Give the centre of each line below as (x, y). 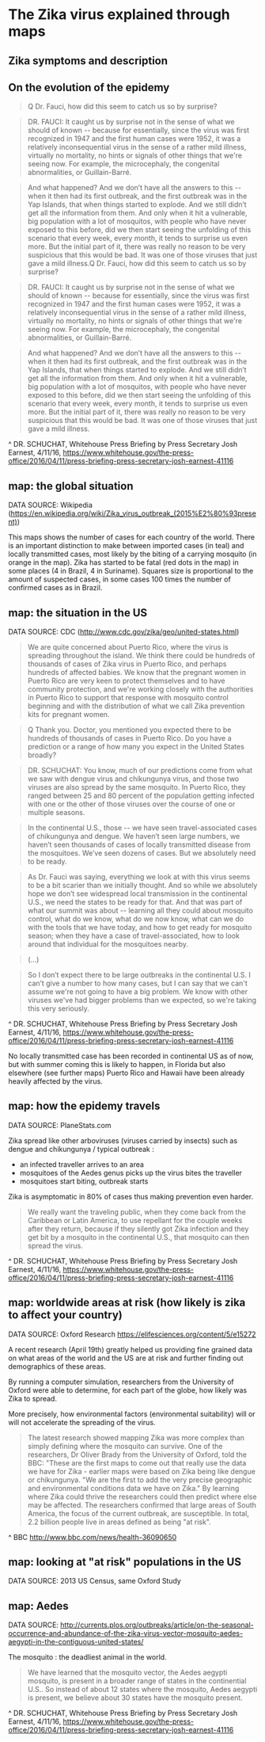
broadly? (42, 755)
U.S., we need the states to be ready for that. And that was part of (135, 902)
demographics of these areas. (57, 1366)
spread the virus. (55, 1245)
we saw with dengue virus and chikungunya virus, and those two (133, 779)
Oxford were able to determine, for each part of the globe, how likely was (128, 1390)
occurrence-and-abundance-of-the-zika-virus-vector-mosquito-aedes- (126, 1633)
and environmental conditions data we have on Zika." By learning (133, 1488)
